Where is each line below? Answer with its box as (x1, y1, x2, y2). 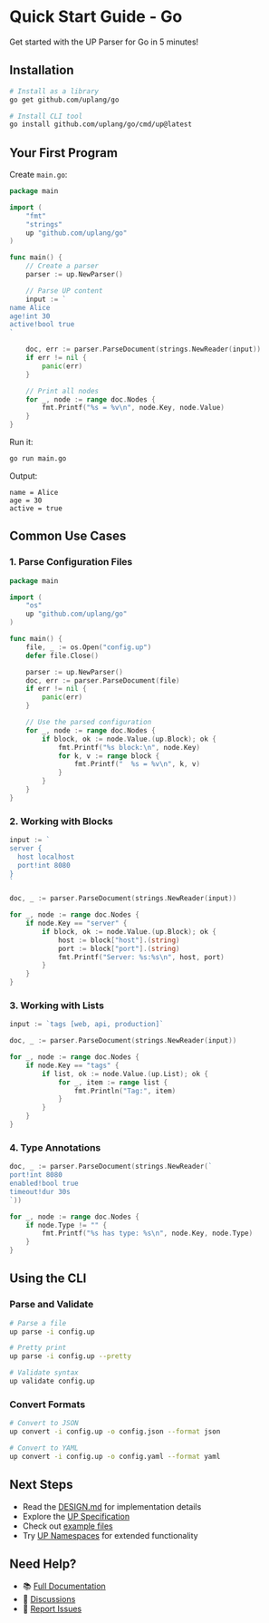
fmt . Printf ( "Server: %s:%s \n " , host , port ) (57, 952, 225, 962)
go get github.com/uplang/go (9, 95, 120, 104)
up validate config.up (9, 1376, 95, 1386)
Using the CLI (9, 1271, 87, 1287)
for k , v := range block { (57, 751, 160, 761)
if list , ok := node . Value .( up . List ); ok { (42, 1069, 208, 1078)
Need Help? (9, 1556, 77, 1571)
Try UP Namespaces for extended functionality (22, 1530, 198, 1540)
